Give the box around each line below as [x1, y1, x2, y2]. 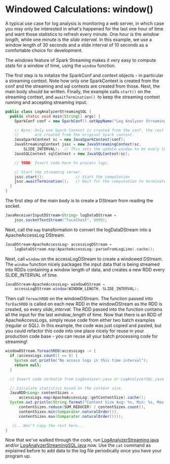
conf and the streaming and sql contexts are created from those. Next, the [5, 83, 160, 89]
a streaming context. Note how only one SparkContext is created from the [5, 78, 159, 84]
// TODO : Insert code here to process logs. [14, 160, 110, 165]
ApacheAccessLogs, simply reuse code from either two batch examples [5, 317, 155, 323]
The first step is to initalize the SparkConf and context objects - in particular [5, 72, 163, 78]
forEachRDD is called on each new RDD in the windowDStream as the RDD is [5, 301, 163, 307]
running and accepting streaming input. [5, 99, 88, 105]
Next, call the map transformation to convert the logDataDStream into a [5, 227, 151, 233]
